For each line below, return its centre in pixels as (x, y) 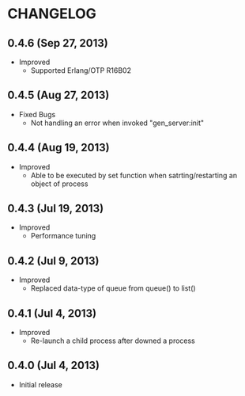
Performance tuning (63, 236)
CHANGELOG (52, 14)
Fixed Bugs (37, 114)
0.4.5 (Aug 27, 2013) (58, 95)
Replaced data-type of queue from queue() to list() (113, 288)
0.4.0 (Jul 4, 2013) (54, 366)
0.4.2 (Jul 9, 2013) (53, 261)
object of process (59, 184)
